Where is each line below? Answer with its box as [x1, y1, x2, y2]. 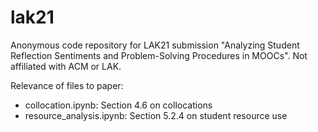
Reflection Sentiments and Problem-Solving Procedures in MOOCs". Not [10, 49, 308, 61]
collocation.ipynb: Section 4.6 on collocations [24, 99, 213, 111]
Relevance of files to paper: [10, 79, 124, 91]
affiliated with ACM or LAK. [10, 60, 122, 72]
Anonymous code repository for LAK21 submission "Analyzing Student [10, 39, 300, 51]
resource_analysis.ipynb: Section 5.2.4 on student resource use [24, 109, 288, 121]
